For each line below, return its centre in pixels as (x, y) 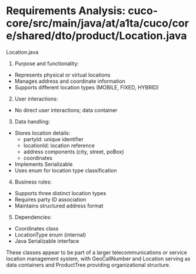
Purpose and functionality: (47, 64)
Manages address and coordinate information (70, 81)
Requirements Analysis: (66, 11)
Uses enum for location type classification (66, 170)
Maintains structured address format (59, 205)
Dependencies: (33, 217)
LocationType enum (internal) (50, 235)
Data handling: (32, 121)
